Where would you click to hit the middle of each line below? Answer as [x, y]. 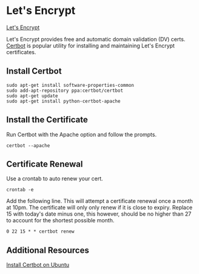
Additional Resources [48, 250]
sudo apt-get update [32, 96]
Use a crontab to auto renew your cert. [55, 179]
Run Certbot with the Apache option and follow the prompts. [81, 134]
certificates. [21, 52]
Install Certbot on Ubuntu [38, 265]
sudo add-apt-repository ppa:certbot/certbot [65, 91]
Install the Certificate [47, 120]
